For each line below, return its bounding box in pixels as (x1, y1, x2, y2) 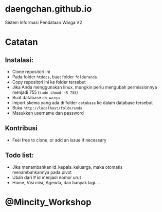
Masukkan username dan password (12, 110, 84, 116)
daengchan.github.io (5, 3, 92, 15)
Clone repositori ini (12, 69, 50, 74)
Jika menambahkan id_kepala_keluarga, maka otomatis (12, 164, 123, 170)
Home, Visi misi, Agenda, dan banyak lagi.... (12, 179, 101, 185)
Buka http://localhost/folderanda (12, 105, 83, 110)
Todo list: (5, 151, 34, 159)
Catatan (5, 36, 38, 48)
